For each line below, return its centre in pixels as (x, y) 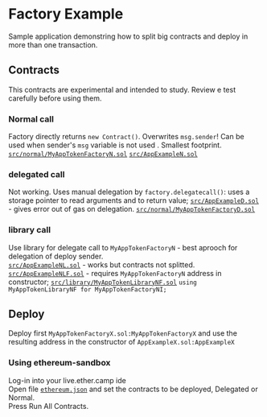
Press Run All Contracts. (49, 406)
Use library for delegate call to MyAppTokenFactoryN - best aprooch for (123, 247)
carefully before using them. (55, 98)
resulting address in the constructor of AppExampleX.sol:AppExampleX (121, 342)
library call (29, 230)
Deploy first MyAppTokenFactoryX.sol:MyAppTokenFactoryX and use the (123, 333)
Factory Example (66, 14)
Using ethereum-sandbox (60, 363)
